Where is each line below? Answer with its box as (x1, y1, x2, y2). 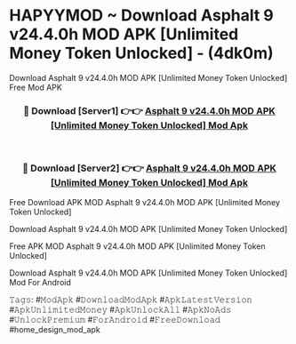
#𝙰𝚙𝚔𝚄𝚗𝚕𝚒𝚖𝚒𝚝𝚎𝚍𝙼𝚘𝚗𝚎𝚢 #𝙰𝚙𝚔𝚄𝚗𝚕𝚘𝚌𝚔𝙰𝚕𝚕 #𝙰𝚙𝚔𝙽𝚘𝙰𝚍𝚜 (9, 304, 232, 315)
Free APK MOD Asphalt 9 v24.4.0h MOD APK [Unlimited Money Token (9, 241, 266, 252)
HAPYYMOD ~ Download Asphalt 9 (9, 5, 274, 26)
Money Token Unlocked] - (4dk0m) (9, 44, 274, 63)
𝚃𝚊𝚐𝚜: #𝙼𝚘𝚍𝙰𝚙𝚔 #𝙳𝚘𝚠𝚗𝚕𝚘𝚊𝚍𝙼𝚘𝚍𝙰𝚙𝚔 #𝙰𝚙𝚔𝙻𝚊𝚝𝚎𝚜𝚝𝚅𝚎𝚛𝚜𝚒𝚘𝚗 (9, 294, 253, 305)
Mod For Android (9, 276, 71, 287)
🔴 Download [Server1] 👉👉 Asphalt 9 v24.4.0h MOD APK (23, 104, 276, 116)
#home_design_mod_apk (9, 324, 100, 334)
